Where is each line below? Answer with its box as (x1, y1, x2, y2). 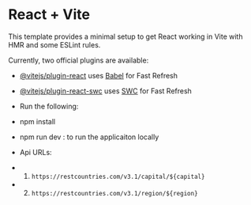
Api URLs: (19, 147, 53, 157)
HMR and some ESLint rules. (8, 40, 101, 49)
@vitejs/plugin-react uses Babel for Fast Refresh (19, 70, 178, 80)
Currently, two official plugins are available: (8, 55, 149, 65)
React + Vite (8, 6, 91, 24)
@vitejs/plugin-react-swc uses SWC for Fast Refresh (19, 85, 192, 96)
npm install (19, 116, 56, 126)
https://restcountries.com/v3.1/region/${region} (31, 189, 199, 197)
